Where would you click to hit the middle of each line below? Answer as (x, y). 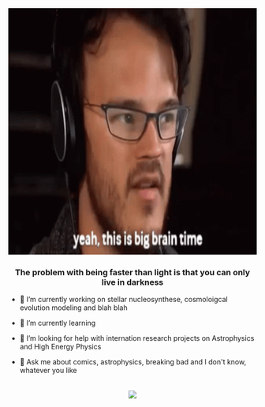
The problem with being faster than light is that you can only (132, 272)
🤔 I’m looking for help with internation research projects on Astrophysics (137, 338)
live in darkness (132, 282)
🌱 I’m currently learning (58, 323)
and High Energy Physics (60, 347)
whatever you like (48, 371)
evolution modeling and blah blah (73, 308)
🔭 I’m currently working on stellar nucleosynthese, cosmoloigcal (123, 300)
